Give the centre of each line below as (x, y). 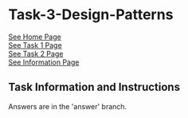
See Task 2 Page (36, 53)
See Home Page (35, 37)
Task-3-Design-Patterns (91, 15)
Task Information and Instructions (94, 87)
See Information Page (44, 62)
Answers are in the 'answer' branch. (68, 106)
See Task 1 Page (35, 45)
